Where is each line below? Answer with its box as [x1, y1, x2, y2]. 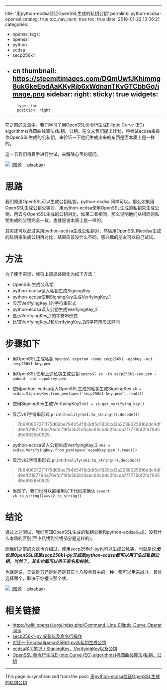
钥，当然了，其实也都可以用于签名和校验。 [5, 558, 92, 564]
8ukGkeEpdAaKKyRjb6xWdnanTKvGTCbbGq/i [12, 82, 160, 91]
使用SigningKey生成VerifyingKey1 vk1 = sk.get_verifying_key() [12, 400, 145, 407]
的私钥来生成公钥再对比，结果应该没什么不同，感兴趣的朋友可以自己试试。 [5, 234, 158, 240]
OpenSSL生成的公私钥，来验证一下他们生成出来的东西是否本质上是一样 [9, 134, 155, 140]
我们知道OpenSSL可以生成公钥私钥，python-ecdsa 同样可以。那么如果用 [5, 198, 155, 205]
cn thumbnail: [12, 67, 57, 75]
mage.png [12, 90, 45, 99]
